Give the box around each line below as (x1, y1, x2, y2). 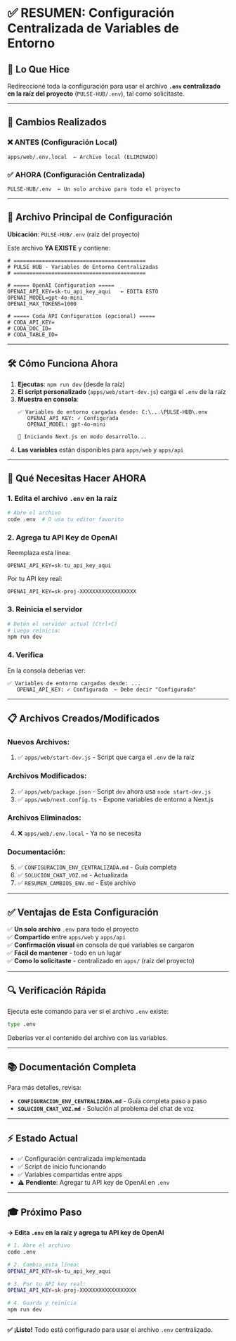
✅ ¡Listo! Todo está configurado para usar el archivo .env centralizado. (7, 1326, 213, 1334)
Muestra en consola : (17, 395, 79, 403)
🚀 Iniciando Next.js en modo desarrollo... (17, 433, 147, 440)
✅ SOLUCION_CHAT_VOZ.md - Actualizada (17, 871, 129, 879)
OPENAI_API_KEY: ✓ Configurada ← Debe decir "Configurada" (16, 686, 197, 693)
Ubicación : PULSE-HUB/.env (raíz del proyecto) (7, 230, 140, 239)
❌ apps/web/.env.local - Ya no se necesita (17, 829, 142, 837)
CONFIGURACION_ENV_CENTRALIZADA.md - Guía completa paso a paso (17, 1097, 207, 1105)
